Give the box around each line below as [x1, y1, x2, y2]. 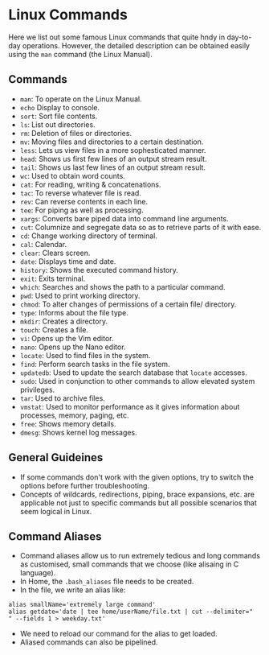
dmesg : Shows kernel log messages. [19, 427, 138, 437]
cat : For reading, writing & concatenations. [19, 179, 161, 189]
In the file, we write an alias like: [19, 585, 126, 595]
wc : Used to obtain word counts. [19, 171, 126, 180]
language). [19, 568, 56, 578]
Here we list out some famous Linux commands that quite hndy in [8, 32, 226, 42]
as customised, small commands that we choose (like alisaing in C [19, 559, 239, 569]
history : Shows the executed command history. [19, 265, 179, 274]
